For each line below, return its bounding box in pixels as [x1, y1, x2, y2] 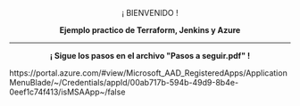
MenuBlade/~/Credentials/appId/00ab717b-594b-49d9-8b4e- [9, 77, 239, 87]
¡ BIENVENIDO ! [121, 8, 179, 18]
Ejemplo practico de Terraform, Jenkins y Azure [59, 25, 241, 35]
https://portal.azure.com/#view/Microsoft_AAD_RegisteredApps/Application [9, 68, 287, 78]
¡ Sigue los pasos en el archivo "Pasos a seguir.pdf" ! [49, 51, 251, 61]
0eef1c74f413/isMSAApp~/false [9, 86, 126, 97]
